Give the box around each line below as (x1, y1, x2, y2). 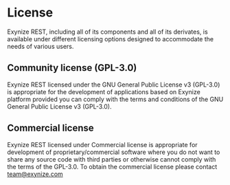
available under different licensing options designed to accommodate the (7, 34, 214, 43)
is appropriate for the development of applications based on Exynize (7, 87, 200, 96)
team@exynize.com (7, 170, 63, 178)
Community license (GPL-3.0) (7, 62, 137, 74)
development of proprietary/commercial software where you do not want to (7, 148, 220, 156)
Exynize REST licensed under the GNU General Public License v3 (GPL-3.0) (7, 80, 220, 89)
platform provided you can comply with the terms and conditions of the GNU (7, 95, 224, 103)
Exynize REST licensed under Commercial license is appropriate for (7, 140, 198, 149)
